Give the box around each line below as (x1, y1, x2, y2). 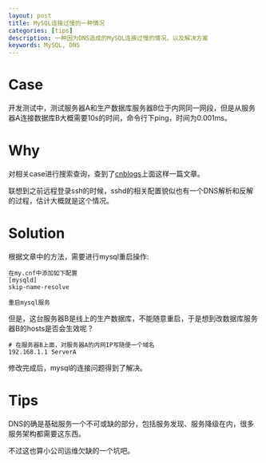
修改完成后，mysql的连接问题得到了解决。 (8, 362, 148, 372)
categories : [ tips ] (8, 26, 73, 34)
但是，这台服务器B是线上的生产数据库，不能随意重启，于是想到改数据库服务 (8, 313, 258, 323)
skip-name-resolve (8, 283, 69, 291)
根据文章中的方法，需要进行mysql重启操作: (8, 251, 149, 261)
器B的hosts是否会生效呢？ (8, 323, 94, 333)
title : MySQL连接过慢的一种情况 (8, 19, 105, 27)
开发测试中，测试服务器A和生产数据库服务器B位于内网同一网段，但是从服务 (8, 103, 256, 113)
